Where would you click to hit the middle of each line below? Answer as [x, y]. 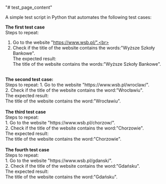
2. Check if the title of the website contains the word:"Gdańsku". [73, 166]
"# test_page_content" [29, 7]
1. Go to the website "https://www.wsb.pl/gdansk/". [59, 161]
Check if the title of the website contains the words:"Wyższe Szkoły [84, 48]
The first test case [25, 27]
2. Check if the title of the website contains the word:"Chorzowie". [75, 128]
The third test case [26, 112]
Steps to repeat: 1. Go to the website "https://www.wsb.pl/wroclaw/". [77, 85]
